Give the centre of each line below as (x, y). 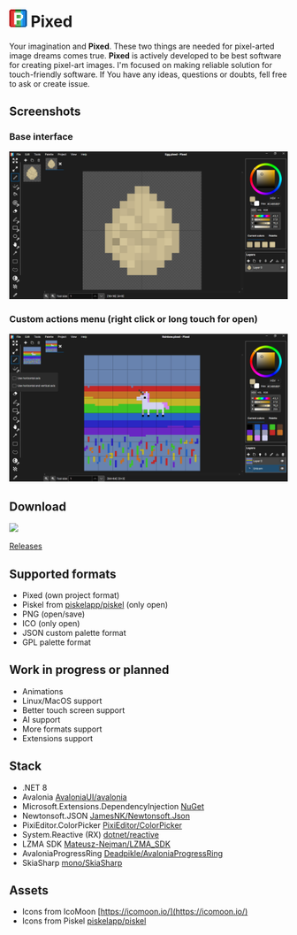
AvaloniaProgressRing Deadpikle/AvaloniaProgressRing (122, 853)
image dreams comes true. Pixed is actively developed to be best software (145, 55)
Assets (29, 890)
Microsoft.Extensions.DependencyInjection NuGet (113, 806)
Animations (42, 691)
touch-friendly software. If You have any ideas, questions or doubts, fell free (148, 74)
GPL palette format (56, 642)
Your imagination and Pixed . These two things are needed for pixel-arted (142, 46)
